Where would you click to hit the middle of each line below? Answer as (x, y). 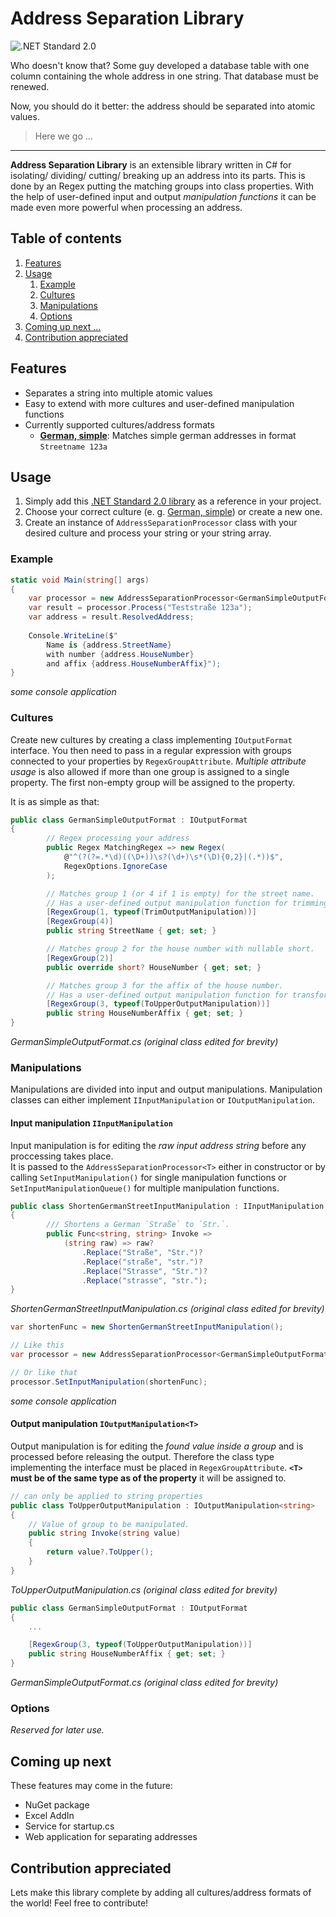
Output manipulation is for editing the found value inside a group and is (157, 1446)
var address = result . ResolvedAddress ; (111, 617)
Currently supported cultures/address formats (119, 424)
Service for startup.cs (69, 1826)
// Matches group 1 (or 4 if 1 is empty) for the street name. (180, 893)
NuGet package (57, 1805)
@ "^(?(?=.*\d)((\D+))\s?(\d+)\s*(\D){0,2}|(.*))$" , (173, 857)
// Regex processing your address (118, 838)
